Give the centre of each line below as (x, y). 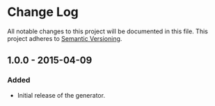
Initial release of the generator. (61, 95)
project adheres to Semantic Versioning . (65, 38)
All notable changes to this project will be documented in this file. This (108, 31)
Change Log (43, 12)
